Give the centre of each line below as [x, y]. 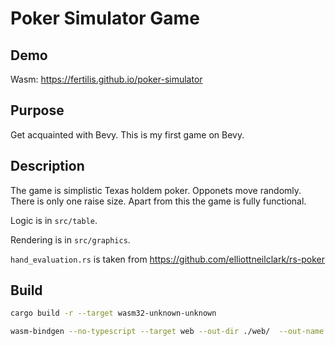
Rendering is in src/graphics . [70, 239]
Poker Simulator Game [105, 18]
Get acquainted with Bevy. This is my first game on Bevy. [127, 134]
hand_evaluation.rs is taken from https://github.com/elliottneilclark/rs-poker [167, 259]
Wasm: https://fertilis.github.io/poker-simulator [106, 79]
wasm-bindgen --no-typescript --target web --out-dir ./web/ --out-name [167, 332]
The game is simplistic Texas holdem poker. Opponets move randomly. [156, 190]
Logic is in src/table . [54, 220]
